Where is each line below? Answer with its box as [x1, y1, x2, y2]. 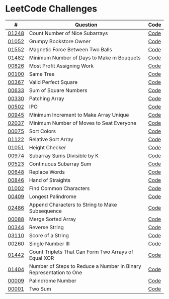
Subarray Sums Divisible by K [29, 152, 99, 159]
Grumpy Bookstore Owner [29, 38, 91, 45]
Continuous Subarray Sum [29, 160, 92, 167]
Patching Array [29, 95, 64, 102]
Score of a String [29, 232, 69, 239]
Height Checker [29, 144, 66, 151]
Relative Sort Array [29, 136, 74, 143]
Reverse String [29, 224, 64, 231]
